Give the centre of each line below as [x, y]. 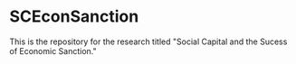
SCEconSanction [74, 17]
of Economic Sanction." [53, 50]
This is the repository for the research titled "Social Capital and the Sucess [148, 41]
